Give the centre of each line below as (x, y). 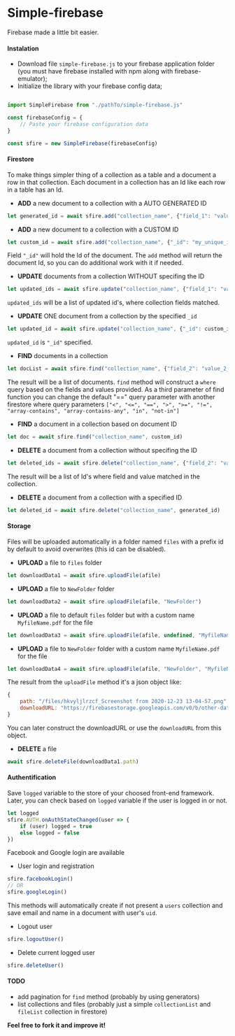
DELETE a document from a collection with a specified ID (100, 497)
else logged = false (50, 833)
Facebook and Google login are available (66, 853)
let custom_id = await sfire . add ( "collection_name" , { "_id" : (98, 242)
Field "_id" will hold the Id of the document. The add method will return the (115, 255)
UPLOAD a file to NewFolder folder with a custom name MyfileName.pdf (119, 648)
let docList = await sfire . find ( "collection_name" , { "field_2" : (103, 369)
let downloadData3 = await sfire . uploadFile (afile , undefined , (101, 635)
